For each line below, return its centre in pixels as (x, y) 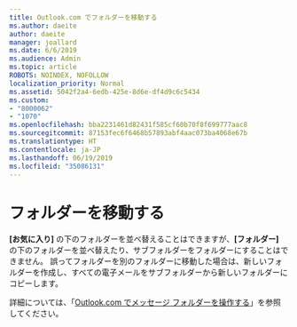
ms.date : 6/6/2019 (43, 51)
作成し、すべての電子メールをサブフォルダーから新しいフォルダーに (164, 273)
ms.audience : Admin (45, 59)
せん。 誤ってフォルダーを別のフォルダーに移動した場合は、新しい (146, 261)
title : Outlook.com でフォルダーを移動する (83, 17)
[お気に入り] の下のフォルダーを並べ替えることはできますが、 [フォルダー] (144, 239)
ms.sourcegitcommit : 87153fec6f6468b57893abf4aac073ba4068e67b (129, 133)
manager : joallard (43, 42)
